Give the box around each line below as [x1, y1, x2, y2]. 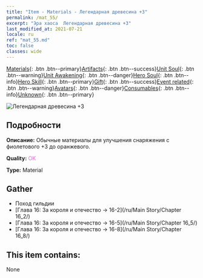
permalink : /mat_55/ [6, 15, 59, 21]
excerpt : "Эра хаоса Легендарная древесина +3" [6, 20, 131, 26]
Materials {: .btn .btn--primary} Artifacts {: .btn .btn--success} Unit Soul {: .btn [6, 65, 195, 72]
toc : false [6, 43, 34, 49]
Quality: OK [6, 154, 36, 161]
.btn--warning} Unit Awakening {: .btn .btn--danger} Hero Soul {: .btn [6, 71, 173, 79]
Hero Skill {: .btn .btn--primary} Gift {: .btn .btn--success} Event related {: [18, 78, 194, 85]
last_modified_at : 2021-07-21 [6, 25, 83, 32]
